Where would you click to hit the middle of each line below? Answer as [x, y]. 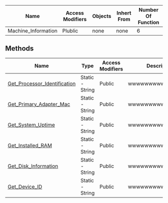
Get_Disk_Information [33, 166]
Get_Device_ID [25, 186]
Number [148, 10]
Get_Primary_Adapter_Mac [39, 104]
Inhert [124, 13]
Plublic [70, 31]
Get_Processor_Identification [42, 83]
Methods [19, 49]
